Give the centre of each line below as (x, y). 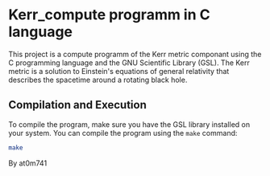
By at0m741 (28, 163)
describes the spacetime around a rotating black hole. (98, 80)
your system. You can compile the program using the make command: (123, 133)
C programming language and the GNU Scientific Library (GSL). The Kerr (129, 63)
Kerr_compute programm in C (110, 15)
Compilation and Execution (77, 105)
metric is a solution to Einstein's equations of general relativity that (119, 71)
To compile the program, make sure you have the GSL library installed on (129, 124)
